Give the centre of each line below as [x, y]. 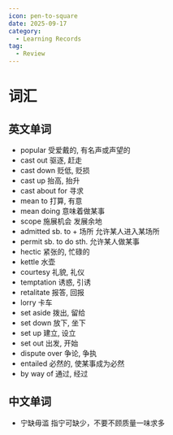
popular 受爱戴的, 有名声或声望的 [76, 150]
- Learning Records [49, 39]
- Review [30, 54]
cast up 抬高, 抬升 [50, 181]
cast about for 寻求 [52, 191]
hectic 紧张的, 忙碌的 [55, 252]
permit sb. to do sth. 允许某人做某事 [80, 241]
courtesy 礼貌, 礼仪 [52, 272]
